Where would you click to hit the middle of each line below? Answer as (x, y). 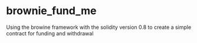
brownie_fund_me (51, 11)
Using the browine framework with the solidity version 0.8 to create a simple (99, 27)
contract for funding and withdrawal (50, 33)
